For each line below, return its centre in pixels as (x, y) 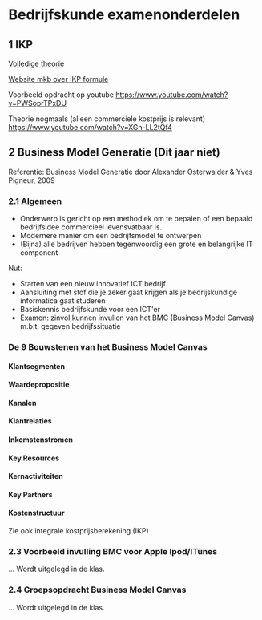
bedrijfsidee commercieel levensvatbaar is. (91, 227)
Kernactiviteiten (36, 476)
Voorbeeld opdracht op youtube (61, 95)
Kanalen (22, 403)
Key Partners (31, 494)
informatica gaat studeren (62, 301)
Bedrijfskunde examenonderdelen (124, 15)
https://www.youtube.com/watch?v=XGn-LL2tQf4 (90, 127)
